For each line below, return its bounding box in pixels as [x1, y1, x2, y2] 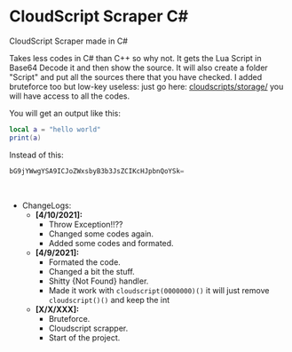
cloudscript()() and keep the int [48, 294, 170, 305]
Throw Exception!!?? [48, 219, 123, 229]
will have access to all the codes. [9, 91, 130, 101]
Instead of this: [9, 149, 64, 160]
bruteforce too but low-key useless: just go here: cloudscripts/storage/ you [9, 81, 284, 92]
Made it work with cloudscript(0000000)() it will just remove [48, 284, 270, 295]
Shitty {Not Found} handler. [48, 276, 149, 286]
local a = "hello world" [9, 124, 101, 134]
